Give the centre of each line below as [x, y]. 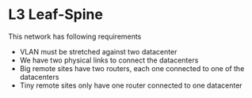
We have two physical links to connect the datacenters [109, 60]
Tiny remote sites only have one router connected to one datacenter [131, 85]
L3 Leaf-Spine [55, 15]
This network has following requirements [75, 36]
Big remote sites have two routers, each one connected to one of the [132, 68]
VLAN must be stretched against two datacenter [98, 51]
